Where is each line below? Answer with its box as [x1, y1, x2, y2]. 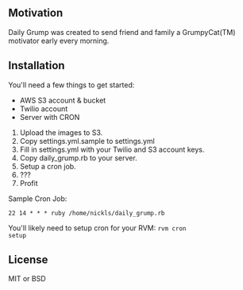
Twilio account [19, 103, 68, 114]
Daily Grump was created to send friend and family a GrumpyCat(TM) [8, 27, 236, 37]
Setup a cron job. [19, 161, 77, 171]
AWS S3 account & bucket [19, 95, 106, 105]
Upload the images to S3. [19, 127, 103, 137]
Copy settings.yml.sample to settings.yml [19, 136, 155, 145]
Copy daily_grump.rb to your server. [19, 153, 137, 162]
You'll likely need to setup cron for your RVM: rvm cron [8, 222, 187, 233]
